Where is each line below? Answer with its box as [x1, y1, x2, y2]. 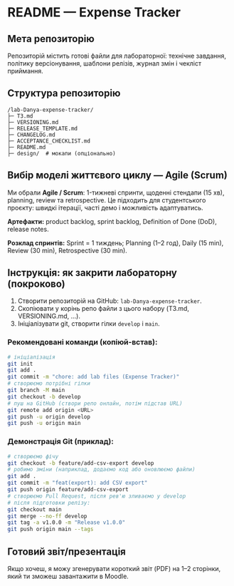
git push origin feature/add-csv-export [7, 486, 129, 493]
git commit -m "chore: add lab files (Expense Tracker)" [7, 374, 180, 381]
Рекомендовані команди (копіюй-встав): [7, 337, 158, 347]
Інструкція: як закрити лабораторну [7, 267, 178, 279]
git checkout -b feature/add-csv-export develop [7, 459, 154, 467]
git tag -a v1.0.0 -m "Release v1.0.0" [7, 519, 126, 526]
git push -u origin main [7, 420, 81, 427]
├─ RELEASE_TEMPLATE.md [7, 125, 78, 132]
